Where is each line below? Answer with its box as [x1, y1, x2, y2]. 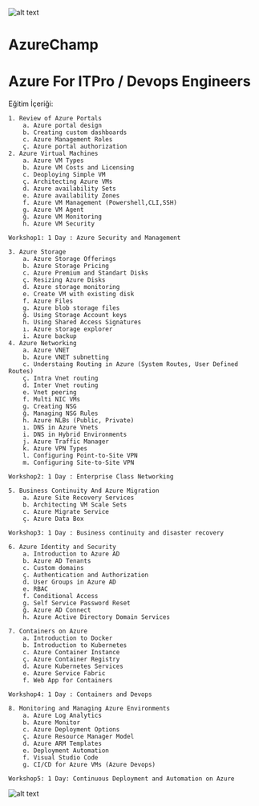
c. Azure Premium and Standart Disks [22, 269, 149, 277]
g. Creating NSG [22, 402, 78, 411]
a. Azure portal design [22, 121, 103, 130]
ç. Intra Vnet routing [22, 374, 99, 383]
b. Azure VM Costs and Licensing [22, 164, 135, 172]
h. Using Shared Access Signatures [22, 318, 142, 327]
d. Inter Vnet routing [22, 381, 99, 389]
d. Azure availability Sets [22, 185, 116, 193]
